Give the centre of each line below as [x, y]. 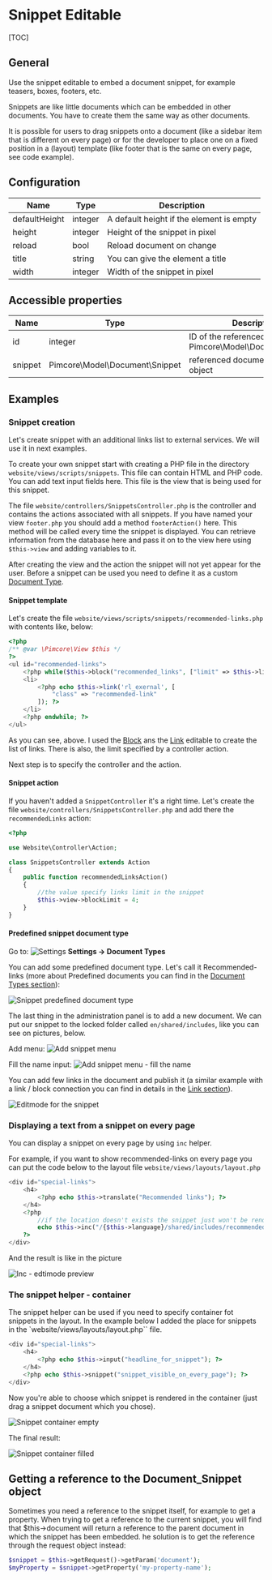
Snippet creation [42, 422]
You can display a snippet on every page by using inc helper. [110, 1143]
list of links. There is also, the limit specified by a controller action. [119, 748]
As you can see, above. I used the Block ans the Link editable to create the [133, 740]
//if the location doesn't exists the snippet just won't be [143, 1220]
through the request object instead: [67, 1545]
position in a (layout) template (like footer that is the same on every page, [130, 148]
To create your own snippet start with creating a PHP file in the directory [129, 465]
